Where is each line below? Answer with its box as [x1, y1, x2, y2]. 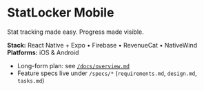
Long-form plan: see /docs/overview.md [17, 61, 130, 70]
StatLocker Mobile [7, 5, 114, 21]
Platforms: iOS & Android [7, 48, 79, 57]
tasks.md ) [17, 76, 45, 84]
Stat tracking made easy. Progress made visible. [7, 28, 145, 36]
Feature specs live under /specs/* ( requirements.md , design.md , [17, 69, 198, 77]
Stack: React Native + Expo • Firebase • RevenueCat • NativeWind [7, 41, 198, 49]
